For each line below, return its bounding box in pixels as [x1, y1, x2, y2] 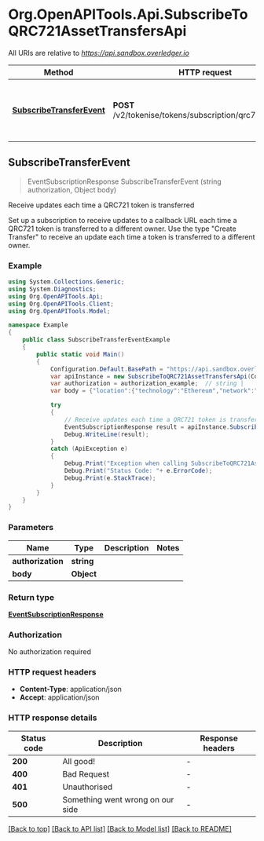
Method [43, 67, 74, 78]
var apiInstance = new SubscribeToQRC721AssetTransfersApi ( [49, 372, 251, 380]
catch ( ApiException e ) [49, 445, 128, 453]
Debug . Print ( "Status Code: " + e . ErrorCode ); [64, 467, 213, 475]
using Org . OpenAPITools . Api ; [8, 292, 104, 300]
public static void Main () [36, 350, 125, 358]
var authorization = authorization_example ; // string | [49, 379, 244, 388]
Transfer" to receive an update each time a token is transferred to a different [8, 232, 255, 241]
